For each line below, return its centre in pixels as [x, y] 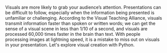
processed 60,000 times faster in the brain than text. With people [73, 34]
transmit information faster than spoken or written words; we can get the [80, 23]
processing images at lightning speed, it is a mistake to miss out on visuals [82, 39]
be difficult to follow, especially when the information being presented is [80, 13]
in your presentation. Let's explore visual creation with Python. [70, 45]
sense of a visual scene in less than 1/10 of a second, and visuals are [76, 29]
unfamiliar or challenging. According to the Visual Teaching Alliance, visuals [84, 18]
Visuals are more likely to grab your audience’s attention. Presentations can [83, 7]
